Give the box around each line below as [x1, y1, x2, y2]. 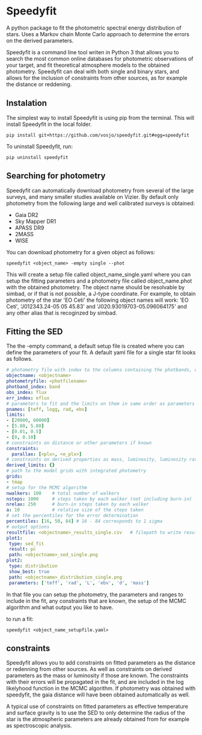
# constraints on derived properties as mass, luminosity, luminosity [6, 457, 187, 463]
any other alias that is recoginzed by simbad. [6, 309, 117, 316]
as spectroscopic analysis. [6, 722, 72, 730]
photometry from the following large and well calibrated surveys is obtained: [6, 199, 195, 207]
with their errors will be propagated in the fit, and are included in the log [6, 678, 185, 686]
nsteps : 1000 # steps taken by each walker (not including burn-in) [6, 496, 192, 502]
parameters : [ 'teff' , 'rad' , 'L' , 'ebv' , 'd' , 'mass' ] [8, 580, 149, 586]
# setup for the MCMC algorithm [6, 484, 87, 490]
